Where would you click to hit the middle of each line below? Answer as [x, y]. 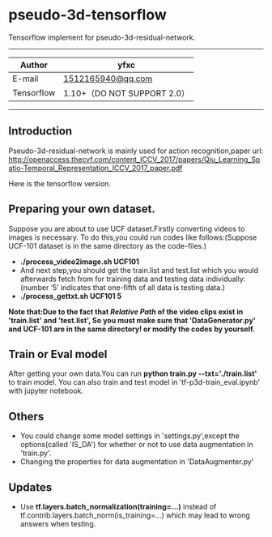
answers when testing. [58, 524]
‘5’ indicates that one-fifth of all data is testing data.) [138, 287]
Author [34, 65]
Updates [30, 487]
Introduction [40, 131]
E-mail [25, 79]
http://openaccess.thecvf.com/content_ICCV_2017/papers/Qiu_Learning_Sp [134, 159]
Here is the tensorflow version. [60, 183]
